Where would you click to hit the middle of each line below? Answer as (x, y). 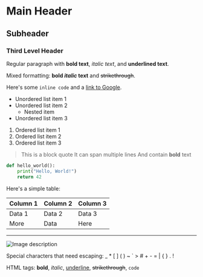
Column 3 (92, 203)
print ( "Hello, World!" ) (47, 171)
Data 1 (19, 213)
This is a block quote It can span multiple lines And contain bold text (106, 154)
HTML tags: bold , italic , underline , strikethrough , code (73, 267)
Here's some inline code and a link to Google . (64, 87)
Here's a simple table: (33, 188)
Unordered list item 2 (41, 105)
